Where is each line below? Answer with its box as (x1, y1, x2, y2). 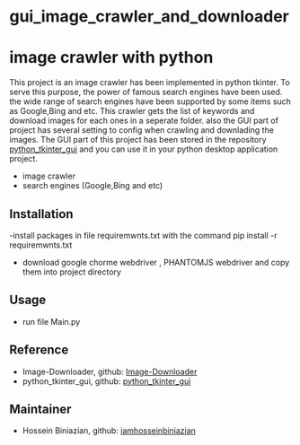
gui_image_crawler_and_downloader (9, 6, 289, 27)
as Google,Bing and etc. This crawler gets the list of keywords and (9, 106, 255, 117)
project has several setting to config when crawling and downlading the (9, 125, 274, 135)
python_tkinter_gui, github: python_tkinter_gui (22, 375, 191, 387)
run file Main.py (22, 316, 81, 327)
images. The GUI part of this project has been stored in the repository (9, 135, 267, 145)
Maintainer (9, 401, 72, 416)
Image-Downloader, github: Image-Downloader (22, 366, 198, 377)
